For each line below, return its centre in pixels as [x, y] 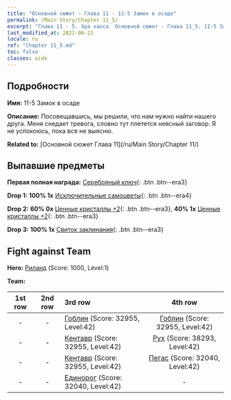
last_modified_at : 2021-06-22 [51, 33]
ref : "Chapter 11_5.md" [41, 45]
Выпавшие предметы [56, 166]
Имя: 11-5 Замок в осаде [44, 103]
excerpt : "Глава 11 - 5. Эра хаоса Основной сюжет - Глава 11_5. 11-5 [112, 26]
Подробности [38, 86]
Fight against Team [49, 251]
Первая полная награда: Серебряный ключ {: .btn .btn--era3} [97, 182]
